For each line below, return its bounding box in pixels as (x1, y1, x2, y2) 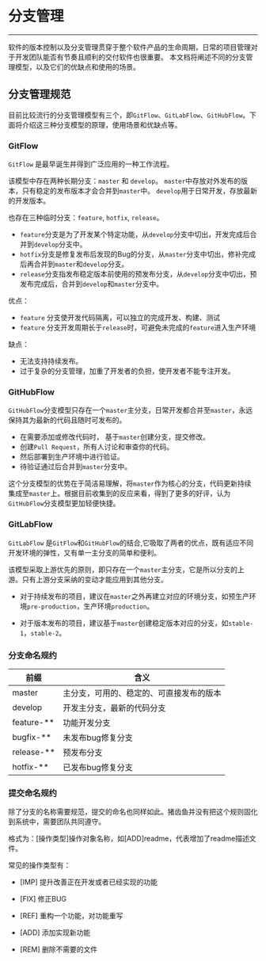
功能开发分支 (63, 717, 111, 728)
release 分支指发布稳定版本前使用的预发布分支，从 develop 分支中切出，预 (19, 269, 257, 279)
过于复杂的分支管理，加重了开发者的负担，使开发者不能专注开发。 (19, 366, 235, 376)
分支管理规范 (8, 88, 71, 101)
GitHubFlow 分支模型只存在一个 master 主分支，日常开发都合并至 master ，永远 (8, 406, 253, 415)
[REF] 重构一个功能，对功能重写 (19, 911, 123, 921)
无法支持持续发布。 (19, 357, 83, 366)
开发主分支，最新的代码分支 (63, 702, 166, 713)
